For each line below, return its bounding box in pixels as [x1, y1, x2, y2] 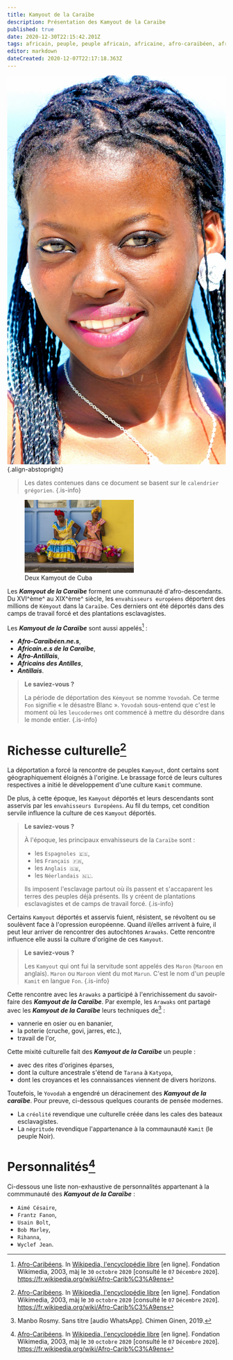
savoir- [197, 990, 218, 998]
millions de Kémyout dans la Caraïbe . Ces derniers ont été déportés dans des [7, 601, 224, 610]
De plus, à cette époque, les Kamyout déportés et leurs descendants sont [7, 794, 214, 802]
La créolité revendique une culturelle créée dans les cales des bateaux [17, 1110, 223, 1118]
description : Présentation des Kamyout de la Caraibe [7, 18, 166, 26]
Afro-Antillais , [17, 652, 60, 660]
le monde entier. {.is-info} [24, 716, 98, 724]
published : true [7, 26, 54, 33]
